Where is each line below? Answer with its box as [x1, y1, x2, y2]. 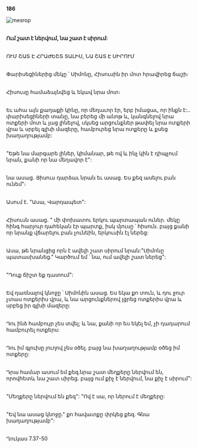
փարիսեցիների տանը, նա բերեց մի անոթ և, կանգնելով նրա [6, 113, 174, 120]
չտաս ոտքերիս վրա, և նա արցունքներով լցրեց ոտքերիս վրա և [6, 295, 182, 303]
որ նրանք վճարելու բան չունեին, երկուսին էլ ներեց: [6, 229, 149, 236]
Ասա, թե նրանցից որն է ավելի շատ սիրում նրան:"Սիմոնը [6, 247, 164, 254]
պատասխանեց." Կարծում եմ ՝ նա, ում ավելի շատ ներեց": [6, 254, 166, 260]
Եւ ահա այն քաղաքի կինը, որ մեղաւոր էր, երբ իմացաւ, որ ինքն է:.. [6, 106, 191, 113]
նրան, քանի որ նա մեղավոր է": [6, 156, 92, 163]
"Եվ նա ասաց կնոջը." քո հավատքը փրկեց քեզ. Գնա [6, 411, 150, 417]
